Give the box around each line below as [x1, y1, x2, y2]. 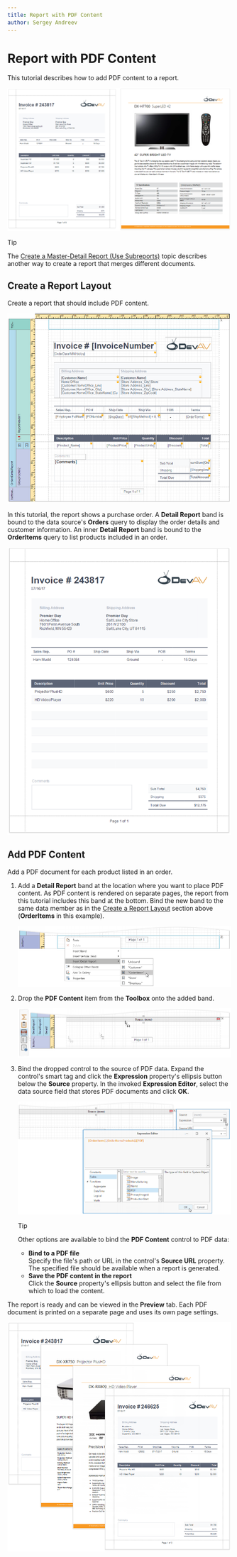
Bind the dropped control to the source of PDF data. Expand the [17, 1065, 204, 1073]
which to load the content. [28, 1287, 105, 1295]
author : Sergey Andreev [7, 18, 78, 26]
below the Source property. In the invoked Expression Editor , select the [17, 1080, 228, 1088]
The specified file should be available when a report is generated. [28, 1264, 221, 1273]
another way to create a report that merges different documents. [7, 259, 197, 267]
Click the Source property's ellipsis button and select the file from [28, 1279, 221, 1287]
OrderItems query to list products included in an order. [7, 533, 168, 541]
